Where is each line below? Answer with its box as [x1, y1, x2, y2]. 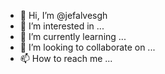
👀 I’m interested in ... [19, 20, 105, 32]
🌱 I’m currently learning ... [19, 31, 127, 42]
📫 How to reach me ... [19, 53, 113, 64]
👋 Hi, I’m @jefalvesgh [19, 10, 108, 21]
